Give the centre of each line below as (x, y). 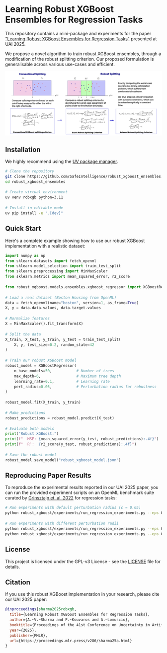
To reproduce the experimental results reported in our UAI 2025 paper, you (82, 488)
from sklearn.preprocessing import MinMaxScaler (56, 271)
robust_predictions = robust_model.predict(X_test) (60, 418)
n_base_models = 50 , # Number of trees (64, 371)
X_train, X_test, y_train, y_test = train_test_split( (63, 339)
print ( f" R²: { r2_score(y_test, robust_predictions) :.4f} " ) (71, 444)
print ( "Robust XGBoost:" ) (32, 434)
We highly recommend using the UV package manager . (62, 161)
